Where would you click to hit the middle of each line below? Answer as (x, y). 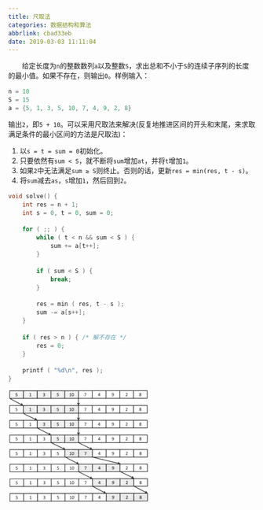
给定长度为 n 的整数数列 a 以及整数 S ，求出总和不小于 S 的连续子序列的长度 (136, 66)
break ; (61, 279)
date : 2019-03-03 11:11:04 (52, 42)
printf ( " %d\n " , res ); (63, 371)
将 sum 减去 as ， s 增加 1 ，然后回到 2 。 (75, 180)
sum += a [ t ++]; (75, 246)
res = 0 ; (51, 346)
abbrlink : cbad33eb (40, 33)
